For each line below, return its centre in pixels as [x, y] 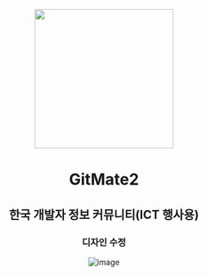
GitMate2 [104, 179]
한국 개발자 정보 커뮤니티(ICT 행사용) [104, 214]
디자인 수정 [104, 242]
